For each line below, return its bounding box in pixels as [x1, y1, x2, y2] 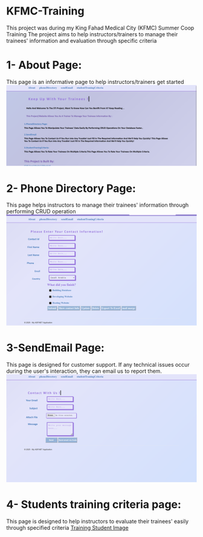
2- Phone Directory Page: [6, 181, 136, 195]
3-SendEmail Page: [6, 341, 105, 355]
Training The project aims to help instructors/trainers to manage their [6, 30, 178, 37]
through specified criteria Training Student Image [6, 524, 129, 531]
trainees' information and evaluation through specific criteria [6, 37, 157, 44]
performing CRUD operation [6, 208, 76, 215]
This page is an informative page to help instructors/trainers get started [6, 78, 184, 85]
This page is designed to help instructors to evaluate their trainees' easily [6, 518, 189, 525]
